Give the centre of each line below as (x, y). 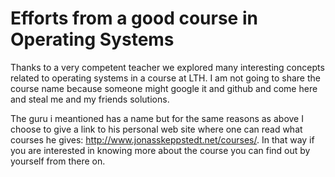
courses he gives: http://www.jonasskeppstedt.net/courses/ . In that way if (162, 139)
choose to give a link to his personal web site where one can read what (156, 129)
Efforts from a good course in (134, 18)
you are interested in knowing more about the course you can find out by (160, 150)
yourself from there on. (58, 161)
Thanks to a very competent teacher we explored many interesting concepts (167, 67)
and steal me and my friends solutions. (90, 99)
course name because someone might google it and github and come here (164, 88)
